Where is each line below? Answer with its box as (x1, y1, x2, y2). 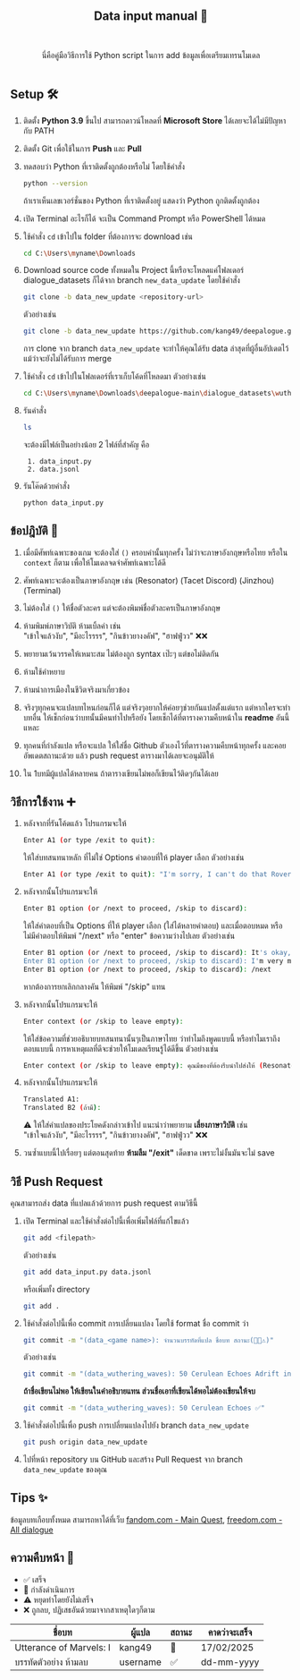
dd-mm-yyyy (200, 1656, 260, 1668)
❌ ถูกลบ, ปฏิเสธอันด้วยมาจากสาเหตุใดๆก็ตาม (22, 1604, 155, 1615)
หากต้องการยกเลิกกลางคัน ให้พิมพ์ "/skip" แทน (22, 981, 166, 992)
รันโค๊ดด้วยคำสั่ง (22, 480, 71, 491)
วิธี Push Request (10, 1173, 104, 1190)
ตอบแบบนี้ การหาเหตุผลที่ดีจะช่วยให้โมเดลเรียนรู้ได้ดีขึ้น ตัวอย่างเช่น (22, 1043, 219, 1053)
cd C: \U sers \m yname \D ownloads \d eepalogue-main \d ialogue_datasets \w (22, 389, 280, 398)
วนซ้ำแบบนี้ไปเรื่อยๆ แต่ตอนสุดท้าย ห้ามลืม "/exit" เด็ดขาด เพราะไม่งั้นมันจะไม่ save (22, 1147, 275, 1158)
